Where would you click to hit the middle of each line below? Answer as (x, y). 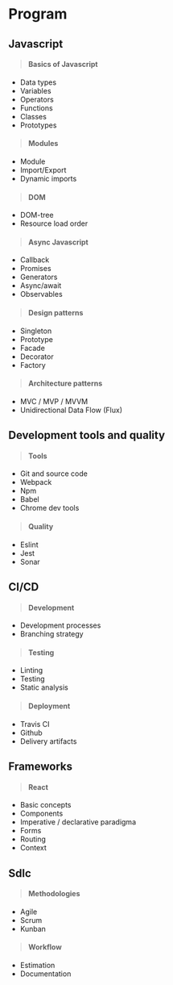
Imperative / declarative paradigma (78, 822)
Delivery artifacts (48, 741)
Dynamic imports (48, 178)
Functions (37, 108)
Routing (33, 839)
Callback (35, 260)
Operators (37, 99)
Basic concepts (45, 805)
